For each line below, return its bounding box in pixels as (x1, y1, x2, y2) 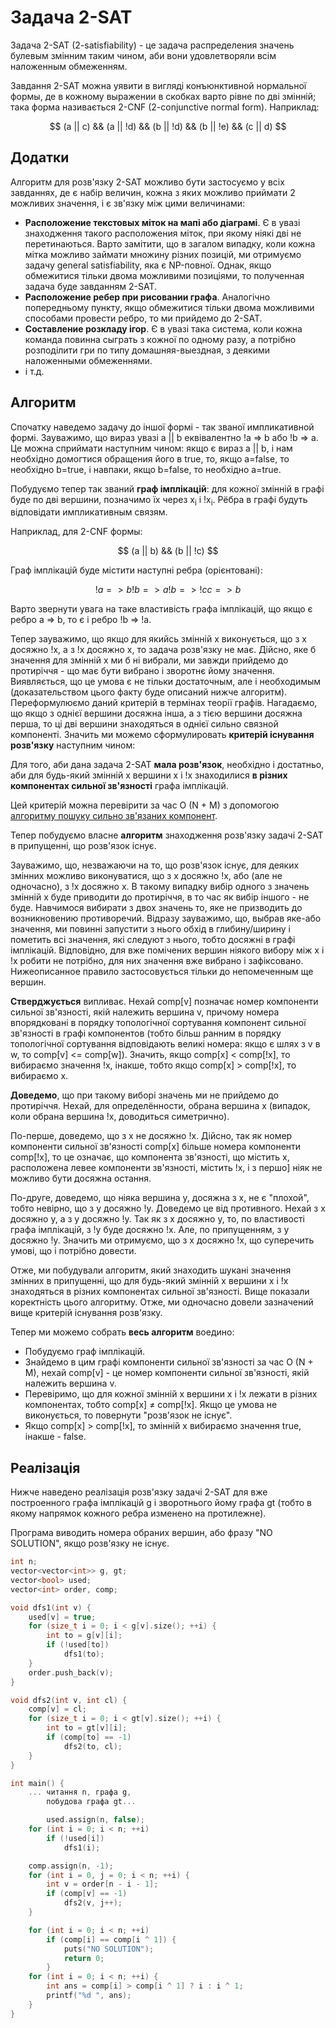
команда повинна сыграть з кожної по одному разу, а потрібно (24, 333, 297, 345)
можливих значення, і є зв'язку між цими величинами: (10, 197, 246, 209)
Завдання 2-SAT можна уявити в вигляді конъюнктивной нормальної (10, 79, 307, 91)
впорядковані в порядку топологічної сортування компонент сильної (10, 1017, 307, 1029)
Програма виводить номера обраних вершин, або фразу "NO (10, 1527, 273, 1539)
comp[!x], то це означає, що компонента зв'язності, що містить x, (10, 1151, 290, 1163)
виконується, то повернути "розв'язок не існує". (24, 1409, 233, 1421)
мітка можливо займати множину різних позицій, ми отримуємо (24, 248, 302, 260)
